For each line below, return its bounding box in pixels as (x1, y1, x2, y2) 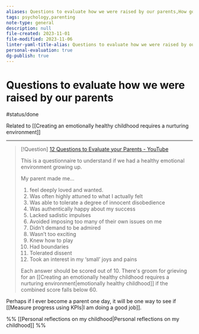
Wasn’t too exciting (29, 230, 76, 237)
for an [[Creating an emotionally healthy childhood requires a (20, 273, 170, 281)
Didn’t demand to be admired (29, 224, 101, 231)
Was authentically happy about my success (29, 205, 136, 212)
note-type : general (6, 20, 54, 26)
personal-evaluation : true (6, 47, 73, 53)
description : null (6, 25, 52, 31)
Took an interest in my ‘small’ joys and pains (29, 256, 137, 263)
